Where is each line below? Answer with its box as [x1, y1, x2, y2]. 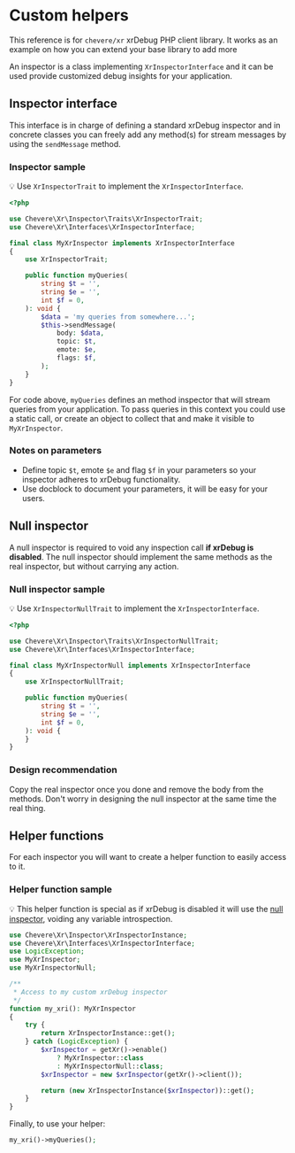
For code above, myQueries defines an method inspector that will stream [9, 394, 271, 405]
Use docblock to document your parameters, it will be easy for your [21, 484, 269, 494]
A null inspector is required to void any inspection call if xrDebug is [9, 542, 254, 553]
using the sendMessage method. [9, 138, 121, 149]
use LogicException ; [9, 947, 86, 956]
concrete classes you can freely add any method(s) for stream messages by [9, 129, 287, 140]
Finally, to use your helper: [9, 1118, 106, 1129]
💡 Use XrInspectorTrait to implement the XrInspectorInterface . [9, 181, 245, 191]
